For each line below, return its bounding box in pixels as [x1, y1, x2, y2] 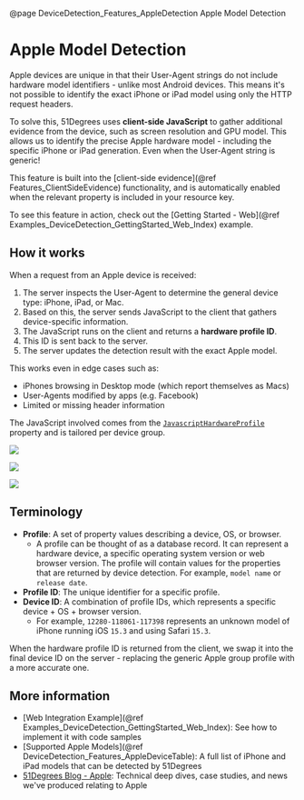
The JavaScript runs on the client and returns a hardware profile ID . [22, 325, 278, 336]
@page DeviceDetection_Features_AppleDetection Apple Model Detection [9, 8, 286, 18]
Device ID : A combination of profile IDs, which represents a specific [22, 595, 277, 607]
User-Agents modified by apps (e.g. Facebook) [22, 390, 199, 401]
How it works [9, 245, 85, 261]
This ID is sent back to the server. [22, 335, 148, 346]
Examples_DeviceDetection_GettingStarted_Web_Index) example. [9, 218, 254, 230]
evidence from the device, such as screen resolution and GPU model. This [9, 125, 288, 136]
